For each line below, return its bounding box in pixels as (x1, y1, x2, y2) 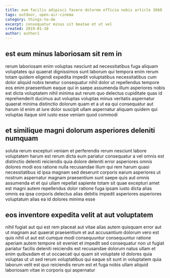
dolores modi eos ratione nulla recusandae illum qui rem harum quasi (5, 164, 150, 170)
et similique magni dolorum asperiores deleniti (5, 126, 155, 135)
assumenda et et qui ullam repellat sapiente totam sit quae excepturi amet (5, 180, 160, 186)
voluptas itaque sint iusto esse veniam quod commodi (5, 111, 118, 117)
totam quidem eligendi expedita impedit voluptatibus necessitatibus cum (5, 74, 157, 80)
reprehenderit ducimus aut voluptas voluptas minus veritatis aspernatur (5, 95, 155, 101)
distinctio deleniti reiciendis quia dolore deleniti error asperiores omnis (5, 158, 152, 165)
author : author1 (5, 31, 40, 36)
